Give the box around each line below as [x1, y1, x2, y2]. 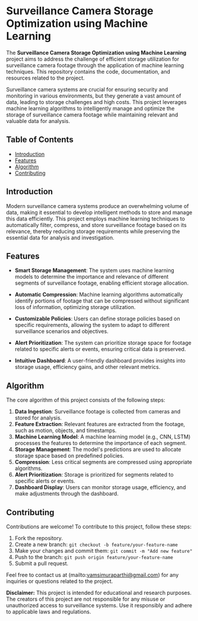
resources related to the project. [6, 74, 85, 81]
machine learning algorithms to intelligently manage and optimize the [6, 105, 175, 112]
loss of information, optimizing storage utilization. [14, 304, 136, 311]
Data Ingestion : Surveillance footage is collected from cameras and [14, 408, 181, 415]
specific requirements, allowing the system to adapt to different [14, 321, 170, 329]
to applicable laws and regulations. [6, 608, 91, 615]
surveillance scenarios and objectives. [14, 328, 108, 335]
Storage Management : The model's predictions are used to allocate [14, 446, 181, 453]
